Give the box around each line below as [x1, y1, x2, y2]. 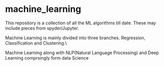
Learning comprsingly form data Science [5, 55, 89, 61]
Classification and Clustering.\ [5, 40, 67, 46]
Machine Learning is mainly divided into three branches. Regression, [5, 35, 146, 41]
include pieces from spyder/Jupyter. [5, 25, 80, 31]
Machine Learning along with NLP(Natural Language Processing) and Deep [5, 50, 159, 56]
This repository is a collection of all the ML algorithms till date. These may [5, 20, 157, 26]
